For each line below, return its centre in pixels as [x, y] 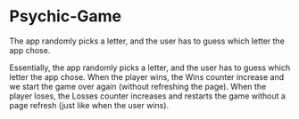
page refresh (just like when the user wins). [89, 105]
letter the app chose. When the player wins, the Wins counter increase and [147, 76]
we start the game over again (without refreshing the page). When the [138, 86]
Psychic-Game [66, 16]
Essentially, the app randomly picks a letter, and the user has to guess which [150, 67]
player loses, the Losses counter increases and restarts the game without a [147, 96]
